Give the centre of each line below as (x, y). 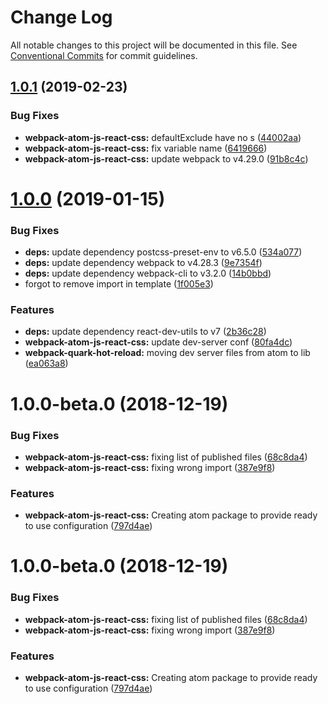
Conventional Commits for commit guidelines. (104, 55)
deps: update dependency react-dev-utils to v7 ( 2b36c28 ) (145, 332)
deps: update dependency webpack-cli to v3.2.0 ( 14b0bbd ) (148, 273)
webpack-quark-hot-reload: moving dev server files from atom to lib (167, 353)
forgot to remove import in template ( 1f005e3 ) (119, 284)
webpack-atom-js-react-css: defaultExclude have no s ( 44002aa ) (163, 137)
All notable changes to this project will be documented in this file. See (154, 45)
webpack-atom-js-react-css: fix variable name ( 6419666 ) (146, 148)
